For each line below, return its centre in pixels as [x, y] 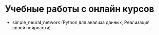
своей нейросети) [32, 27]
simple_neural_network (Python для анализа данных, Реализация [81, 22]
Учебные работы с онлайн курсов [80, 9]
